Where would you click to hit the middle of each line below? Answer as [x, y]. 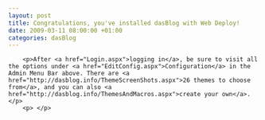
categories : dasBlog [43, 38]
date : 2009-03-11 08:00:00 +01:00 [66, 30]
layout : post [30, 15]
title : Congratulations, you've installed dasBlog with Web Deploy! [124, 23]
